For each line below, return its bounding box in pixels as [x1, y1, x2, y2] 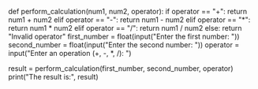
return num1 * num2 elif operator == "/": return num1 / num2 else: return [8, 24, 242, 32]
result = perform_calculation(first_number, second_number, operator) [8, 64, 234, 73]
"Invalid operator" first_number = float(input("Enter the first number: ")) [8, 32, 240, 41]
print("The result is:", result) [8, 72, 99, 81]
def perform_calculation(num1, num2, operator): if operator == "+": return [8, 7, 248, 16]
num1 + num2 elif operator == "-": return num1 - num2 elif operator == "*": [8, 15, 251, 24]
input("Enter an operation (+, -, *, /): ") [8, 49, 132, 57]
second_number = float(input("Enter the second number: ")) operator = [8, 40, 240, 50]
